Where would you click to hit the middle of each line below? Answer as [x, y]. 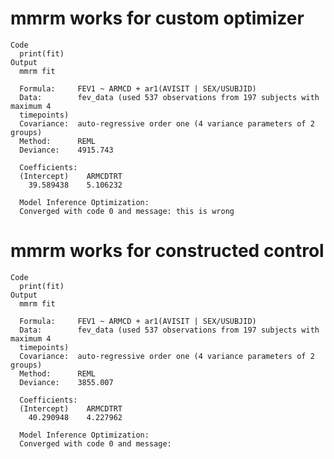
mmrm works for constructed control [167, 251]
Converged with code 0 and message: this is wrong [127, 211]
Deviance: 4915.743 [66, 150]
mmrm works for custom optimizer [157, 18]
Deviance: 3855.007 [66, 382]
